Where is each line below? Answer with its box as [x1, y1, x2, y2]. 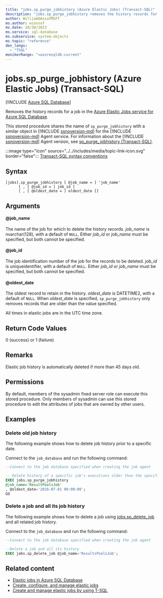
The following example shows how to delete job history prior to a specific [5, 441, 151, 446]
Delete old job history [5, 429, 57, 436]
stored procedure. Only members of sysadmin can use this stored [5, 396, 137, 402]
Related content [5, 564, 55, 572]
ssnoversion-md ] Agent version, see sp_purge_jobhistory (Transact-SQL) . [5, 139, 153, 144]
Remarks [5, 351, 33, 359]
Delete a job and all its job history [5, 503, 85, 509]
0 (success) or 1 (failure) [5, 337, 54, 343]
